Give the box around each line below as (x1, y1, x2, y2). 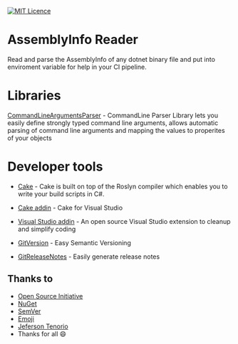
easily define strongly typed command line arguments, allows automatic (7, 118, 219, 127)
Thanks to (7, 273, 53, 285)
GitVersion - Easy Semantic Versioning (17, 238, 132, 247)
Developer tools (7, 158, 103, 175)
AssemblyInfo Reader (7, 32, 139, 48)
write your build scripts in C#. (17, 189, 105, 198)
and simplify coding (17, 225, 76, 233)
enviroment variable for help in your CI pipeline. (7, 63, 148, 71)
